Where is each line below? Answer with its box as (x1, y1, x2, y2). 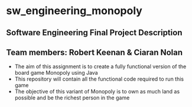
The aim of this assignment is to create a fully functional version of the (14, 63, 187, 70)
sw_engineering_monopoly (6, 4, 143, 18)
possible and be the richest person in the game (14, 94, 130, 101)
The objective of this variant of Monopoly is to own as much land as (14, 88, 180, 95)
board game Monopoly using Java (14, 69, 99, 76)
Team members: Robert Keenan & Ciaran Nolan (6, 47, 183, 57)
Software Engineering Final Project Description (6, 28, 183, 38)
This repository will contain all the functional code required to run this (14, 75, 184, 83)
